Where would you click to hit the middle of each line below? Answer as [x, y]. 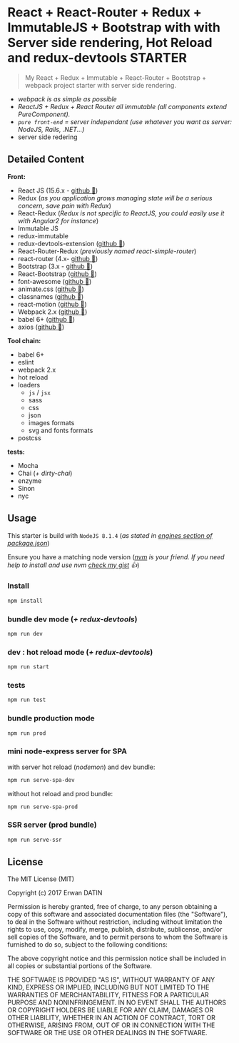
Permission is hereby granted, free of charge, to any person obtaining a [112, 907]
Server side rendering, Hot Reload [110, 43]
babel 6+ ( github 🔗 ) [46, 319]
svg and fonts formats [61, 430]
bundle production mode [51, 718]
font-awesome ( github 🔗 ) [55, 281]
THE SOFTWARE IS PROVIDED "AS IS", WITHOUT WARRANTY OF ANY [111, 980]
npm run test [27, 700]
